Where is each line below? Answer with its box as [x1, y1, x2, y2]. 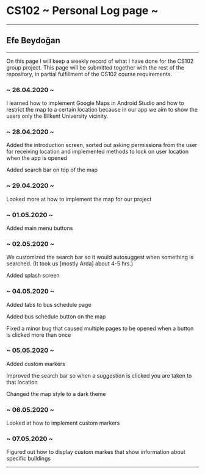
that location [6, 378, 38, 386]
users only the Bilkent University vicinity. [6, 112, 109, 120]
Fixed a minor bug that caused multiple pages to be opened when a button [6, 325, 194, 332]
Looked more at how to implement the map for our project [6, 195, 152, 203]
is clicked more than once [6, 331, 71, 339]
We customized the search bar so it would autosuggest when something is [6, 254, 194, 261]
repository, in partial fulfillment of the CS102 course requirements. [6, 70, 173, 77]
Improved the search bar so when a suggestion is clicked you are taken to [6, 372, 192, 379]
